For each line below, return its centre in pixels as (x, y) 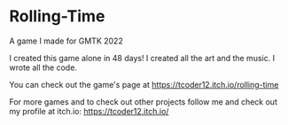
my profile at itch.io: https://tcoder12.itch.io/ (89, 111)
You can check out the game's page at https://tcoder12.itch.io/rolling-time (144, 84)
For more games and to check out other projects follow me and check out (143, 102)
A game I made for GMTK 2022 (66, 41)
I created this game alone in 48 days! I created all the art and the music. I (142, 58)
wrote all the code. (43, 67)
